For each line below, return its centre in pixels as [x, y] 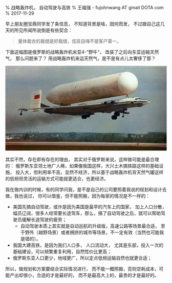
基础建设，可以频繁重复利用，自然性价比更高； [62, 252]
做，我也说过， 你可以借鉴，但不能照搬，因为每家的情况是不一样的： [78, 196]
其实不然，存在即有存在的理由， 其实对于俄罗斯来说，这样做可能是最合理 [82, 160]
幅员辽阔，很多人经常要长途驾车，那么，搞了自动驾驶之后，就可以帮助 [87, 213]
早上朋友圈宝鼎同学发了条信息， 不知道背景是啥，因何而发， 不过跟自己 [81, 24]
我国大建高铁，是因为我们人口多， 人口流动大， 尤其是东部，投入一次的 [88, 245]
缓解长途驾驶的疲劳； [44, 220]
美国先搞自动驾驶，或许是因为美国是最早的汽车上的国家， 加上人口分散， [90, 207]
